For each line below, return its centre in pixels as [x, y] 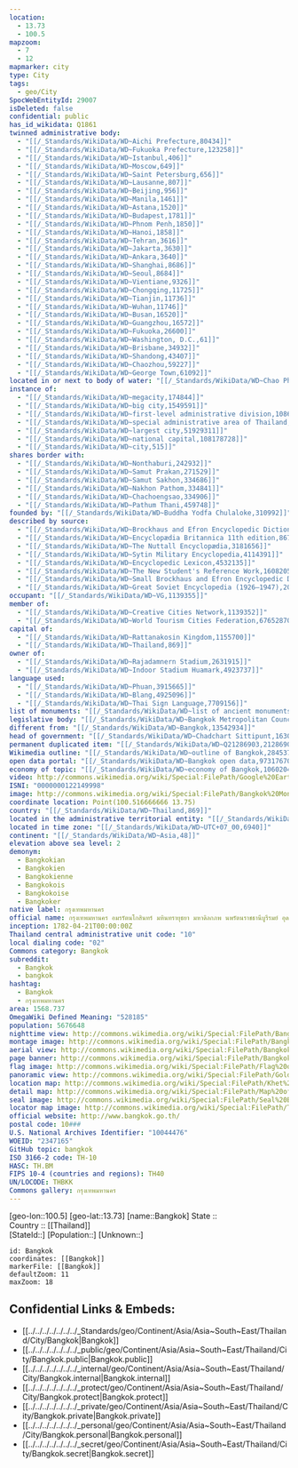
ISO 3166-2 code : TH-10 [53, 1157]
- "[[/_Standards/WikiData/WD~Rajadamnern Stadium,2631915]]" [134, 662]
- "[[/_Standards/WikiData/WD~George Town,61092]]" [115, 373]
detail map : [31, 1091]
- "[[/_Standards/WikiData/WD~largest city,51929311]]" [122, 431]
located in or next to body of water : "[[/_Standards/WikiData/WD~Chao [144, 381]
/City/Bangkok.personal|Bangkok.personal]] [102, 1434]
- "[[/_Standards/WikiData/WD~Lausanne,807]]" [105, 183]
